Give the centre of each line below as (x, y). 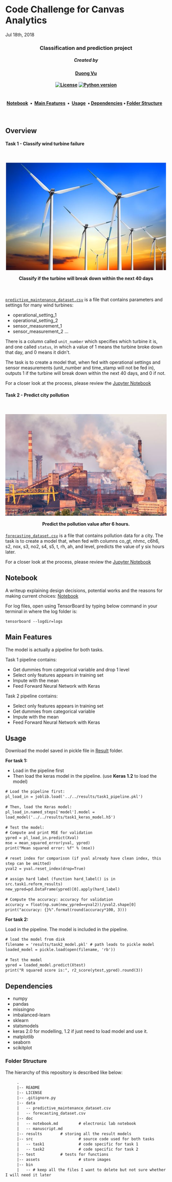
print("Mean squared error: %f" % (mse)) (50, 848)
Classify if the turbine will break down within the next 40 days (86, 278)
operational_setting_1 (35, 315)
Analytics (26, 20)
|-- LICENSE (29, 1093)
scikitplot (22, 1048)
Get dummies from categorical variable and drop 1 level (71, 669)
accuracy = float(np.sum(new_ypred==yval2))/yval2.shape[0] (71, 905)
